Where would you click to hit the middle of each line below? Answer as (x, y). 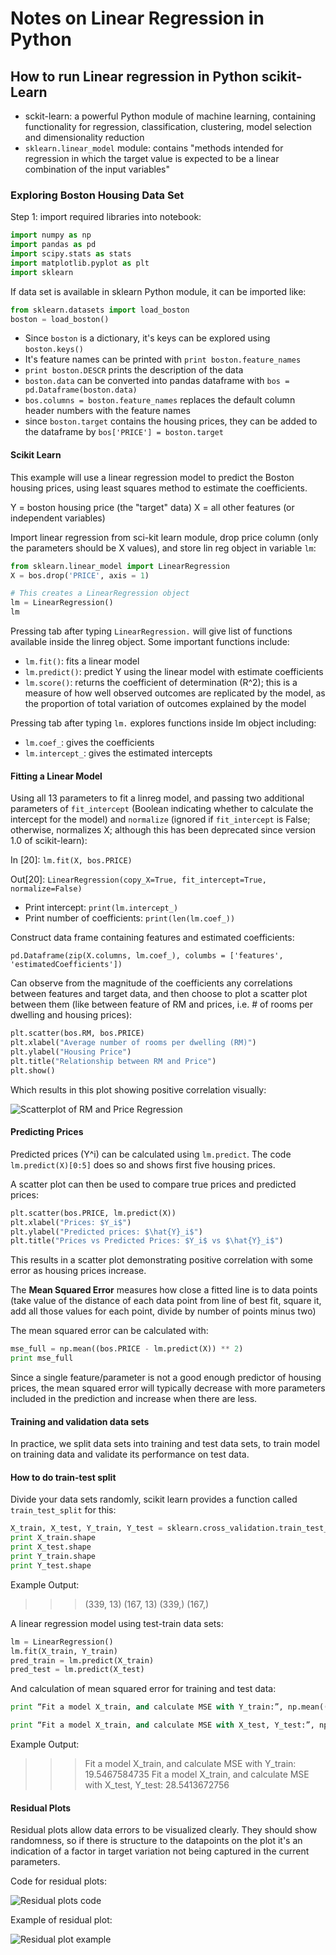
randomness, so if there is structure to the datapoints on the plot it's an (156, 1841)
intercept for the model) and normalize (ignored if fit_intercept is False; (160, 819)
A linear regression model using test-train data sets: (117, 1623)
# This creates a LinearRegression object (100, 593)
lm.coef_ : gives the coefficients (89, 742)
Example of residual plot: (61, 1920)
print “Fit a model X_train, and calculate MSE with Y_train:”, (147, 1707)
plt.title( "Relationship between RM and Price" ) (113, 1061)
